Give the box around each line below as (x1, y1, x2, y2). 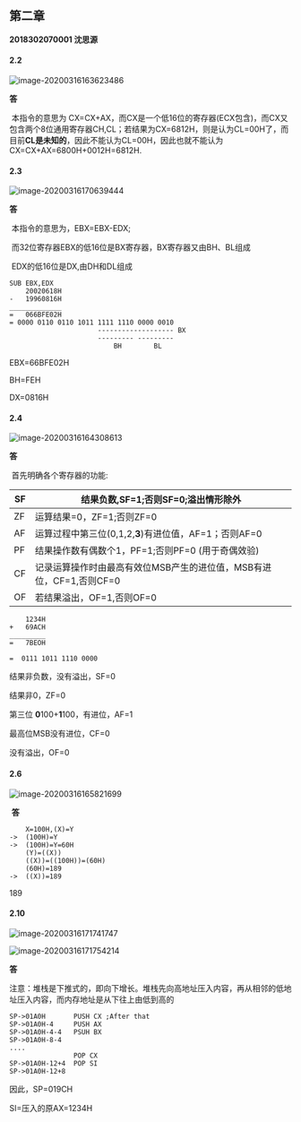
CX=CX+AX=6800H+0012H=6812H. (9, 145, 142, 156)
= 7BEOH (9, 639, 47, 648)
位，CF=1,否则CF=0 (34, 574, 121, 587)
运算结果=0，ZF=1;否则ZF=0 (34, 511, 158, 523)
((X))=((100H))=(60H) (25, 856, 106, 865)
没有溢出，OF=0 (9, 747, 70, 758)
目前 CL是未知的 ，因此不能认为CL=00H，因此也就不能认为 (9, 135, 224, 146)
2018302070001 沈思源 (9, 34, 99, 45)
